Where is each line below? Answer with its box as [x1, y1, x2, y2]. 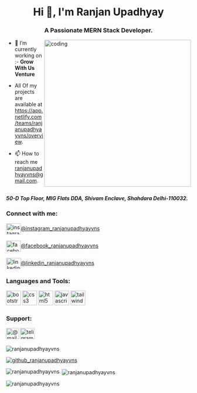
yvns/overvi [14, 132, 43, 139]
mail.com [14, 177, 37, 184]
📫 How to [14, 150, 39, 157]
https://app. [14, 107, 43, 114]
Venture [14, 70, 35, 78]
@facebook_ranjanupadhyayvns [21, 242, 98, 249]
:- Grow [14, 58, 34, 65]
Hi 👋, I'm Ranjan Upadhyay [33, 5, 164, 19]
